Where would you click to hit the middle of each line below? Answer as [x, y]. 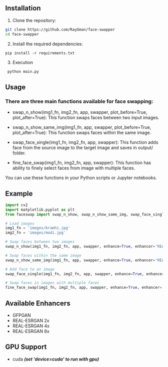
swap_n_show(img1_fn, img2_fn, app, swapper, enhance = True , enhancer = [80, 247]
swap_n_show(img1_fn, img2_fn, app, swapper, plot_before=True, [80, 112]
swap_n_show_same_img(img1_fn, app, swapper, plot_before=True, [82, 127]
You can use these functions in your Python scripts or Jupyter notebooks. [81, 178]
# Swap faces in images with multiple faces [52, 283]
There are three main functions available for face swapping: [79, 101]
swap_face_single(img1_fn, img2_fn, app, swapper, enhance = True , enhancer [85, 274]
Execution [23, 62]
